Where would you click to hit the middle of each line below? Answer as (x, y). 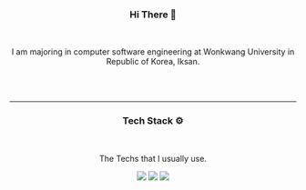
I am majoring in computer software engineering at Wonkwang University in (153, 52)
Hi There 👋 (153, 15)
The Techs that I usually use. (153, 158)
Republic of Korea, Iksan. (153, 62)
